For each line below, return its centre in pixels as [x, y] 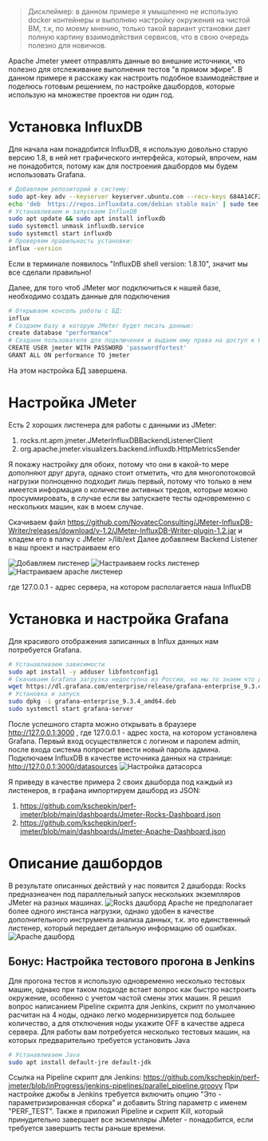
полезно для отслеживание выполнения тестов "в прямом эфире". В [126, 69]
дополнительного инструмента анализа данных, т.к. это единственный [129, 919]
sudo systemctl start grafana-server [71, 709]
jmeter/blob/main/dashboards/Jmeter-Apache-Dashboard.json [122, 831]
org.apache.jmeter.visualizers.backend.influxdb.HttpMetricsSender [130, 448]
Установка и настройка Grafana [118, 620]
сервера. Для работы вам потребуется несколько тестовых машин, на [129, 1032]
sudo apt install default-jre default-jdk [80, 1062]
